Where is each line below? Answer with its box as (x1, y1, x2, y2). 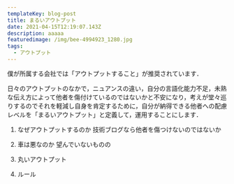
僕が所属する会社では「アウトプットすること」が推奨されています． (7, 69, 203, 78)
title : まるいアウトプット (7, 17, 77, 24)
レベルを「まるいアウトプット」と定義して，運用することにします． (7, 110, 203, 119)
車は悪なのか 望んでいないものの (17, 140, 112, 148)
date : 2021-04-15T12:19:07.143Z (7, 23, 101, 30)
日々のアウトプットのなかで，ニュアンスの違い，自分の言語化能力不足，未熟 (7, 84, 227, 92)
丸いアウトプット (17, 155, 67, 163)
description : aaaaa (7, 29, 64, 37)
